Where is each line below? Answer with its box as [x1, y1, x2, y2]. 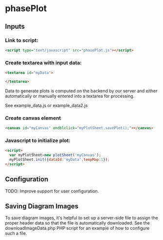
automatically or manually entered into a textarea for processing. [5, 93, 135, 99]
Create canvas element [5, 115, 61, 121]
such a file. [5, 230, 27, 236]
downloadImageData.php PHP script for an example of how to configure [5, 225, 150, 231]
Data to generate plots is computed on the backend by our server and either [5, 88, 158, 94]
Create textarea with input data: [5, 59, 82, 66]
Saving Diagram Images [5, 202, 79, 210]
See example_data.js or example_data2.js [5, 103, 88, 108]
